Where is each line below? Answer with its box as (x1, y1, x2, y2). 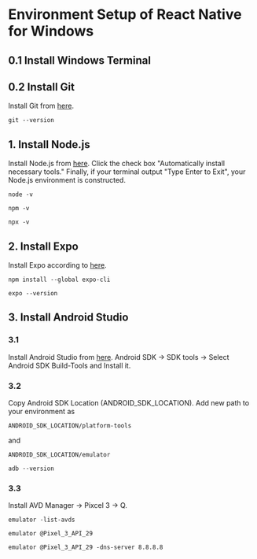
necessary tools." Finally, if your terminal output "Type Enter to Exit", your (8, 167, 246, 176)
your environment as (8, 407, 75, 416)
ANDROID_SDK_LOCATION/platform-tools (8, 422, 132, 430)
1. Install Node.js (8, 138, 90, 151)
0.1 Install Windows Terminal (8, 54, 152, 67)
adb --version (8, 465, 55, 472)
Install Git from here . (8, 101, 75, 111)
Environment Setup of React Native (8, 6, 242, 24)
